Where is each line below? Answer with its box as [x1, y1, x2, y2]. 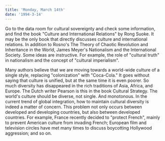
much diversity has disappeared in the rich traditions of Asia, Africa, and [5, 82, 153, 88]
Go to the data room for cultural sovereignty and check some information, [5, 25, 156, 31]
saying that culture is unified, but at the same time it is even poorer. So [5, 77, 149, 83]
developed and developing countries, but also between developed [5, 109, 140, 115]
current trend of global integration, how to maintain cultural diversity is [5, 98, 149, 104]
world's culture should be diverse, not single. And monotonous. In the [5, 93, 148, 99]
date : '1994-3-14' [5, 12, 43, 17]
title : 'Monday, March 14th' [5, 7, 65, 12]
